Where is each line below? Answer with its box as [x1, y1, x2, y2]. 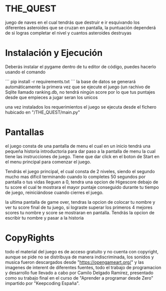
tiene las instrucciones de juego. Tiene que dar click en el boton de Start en [5, 153, 160, 159]
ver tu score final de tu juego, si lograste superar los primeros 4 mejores [5, 204, 153, 210]
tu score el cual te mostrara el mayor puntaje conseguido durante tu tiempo [5, 184, 160, 190]
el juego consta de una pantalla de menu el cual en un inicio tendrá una [5, 143, 151, 149]
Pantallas [5, 127, 45, 138]
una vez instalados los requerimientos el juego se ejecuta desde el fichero [5, 104, 157, 110]
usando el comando [5, 69, 46, 75]
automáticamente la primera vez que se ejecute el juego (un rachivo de [5, 84, 150, 90]
